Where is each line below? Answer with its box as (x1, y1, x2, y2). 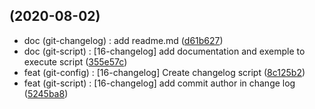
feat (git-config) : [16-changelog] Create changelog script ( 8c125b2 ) (23, 66, 306, 78)
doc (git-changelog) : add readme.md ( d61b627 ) (23, 34, 224, 46)
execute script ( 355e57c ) (23, 55, 128, 68)
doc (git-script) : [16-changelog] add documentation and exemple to (23, 45, 306, 57)
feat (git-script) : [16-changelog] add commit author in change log (23, 77, 296, 89)
